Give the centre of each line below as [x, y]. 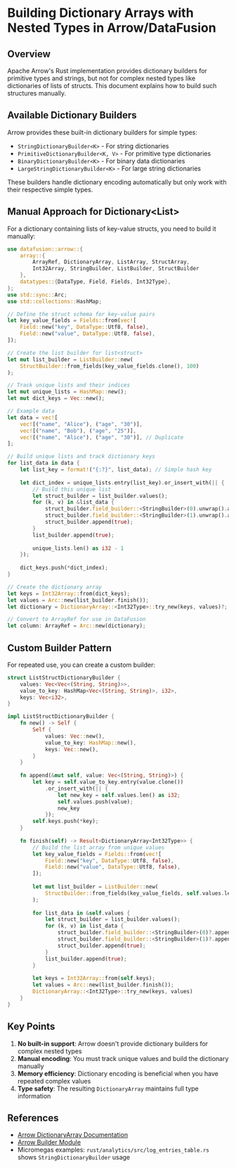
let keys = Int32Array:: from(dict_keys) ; [69, 594]
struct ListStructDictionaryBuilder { [64, 677]
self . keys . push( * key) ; [66, 822]
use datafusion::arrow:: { [45, 249]
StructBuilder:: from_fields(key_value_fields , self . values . [135, 893]
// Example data [31, 411]
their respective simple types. [50, 189]
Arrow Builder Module [49, 1143]
